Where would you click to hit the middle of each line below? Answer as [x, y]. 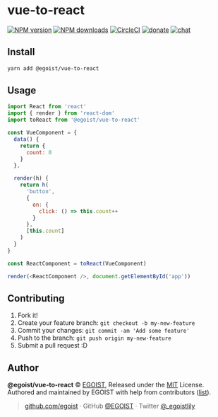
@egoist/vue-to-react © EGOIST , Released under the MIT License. [106, 385]
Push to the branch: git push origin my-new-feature [94, 338]
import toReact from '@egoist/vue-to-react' [74, 120]
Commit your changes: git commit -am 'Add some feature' [104, 331]
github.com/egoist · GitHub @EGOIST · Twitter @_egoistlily [110, 406]
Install [21, 52]
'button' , [40, 192]
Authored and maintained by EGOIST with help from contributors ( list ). [109, 392]
